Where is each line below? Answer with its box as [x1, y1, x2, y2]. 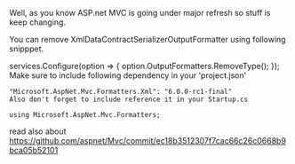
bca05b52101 [9, 145, 59, 155]
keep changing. [9, 17, 67, 27]
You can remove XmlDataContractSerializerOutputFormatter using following [9, 35, 286, 44]
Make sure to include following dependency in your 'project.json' [9, 70, 247, 81]
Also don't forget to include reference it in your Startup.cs [9, 95, 249, 104]
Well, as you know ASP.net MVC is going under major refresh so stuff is [9, 8, 271, 18]
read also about [9, 126, 67, 137]
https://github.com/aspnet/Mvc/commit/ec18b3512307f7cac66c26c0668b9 [9, 136, 287, 145]
